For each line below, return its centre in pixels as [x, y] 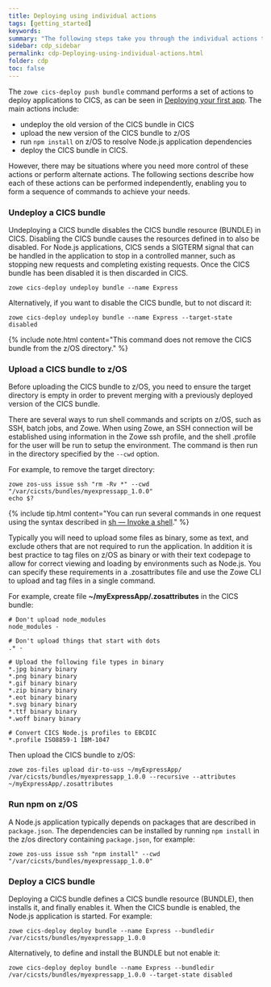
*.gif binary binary [43, 684]
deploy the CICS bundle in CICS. [74, 150]
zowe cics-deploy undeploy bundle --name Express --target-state [120, 318]
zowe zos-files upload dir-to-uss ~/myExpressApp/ [95, 770]
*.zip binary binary [43, 691]
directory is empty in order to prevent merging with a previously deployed [131, 395]
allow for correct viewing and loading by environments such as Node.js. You [135, 563]
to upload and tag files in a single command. [82, 581]
